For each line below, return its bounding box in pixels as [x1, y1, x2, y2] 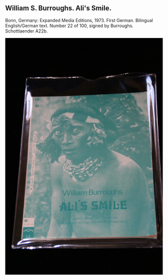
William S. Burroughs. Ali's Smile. [5, 4, 111, 13]
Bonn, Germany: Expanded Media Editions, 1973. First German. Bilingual [5, 17, 153, 23]
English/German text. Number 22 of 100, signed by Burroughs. [5, 23, 133, 29]
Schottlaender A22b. [5, 28, 48, 34]
